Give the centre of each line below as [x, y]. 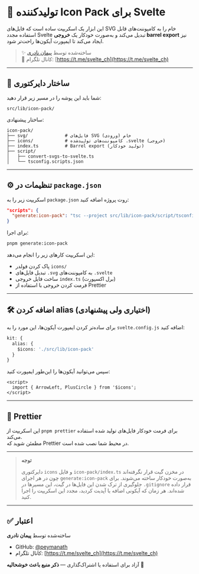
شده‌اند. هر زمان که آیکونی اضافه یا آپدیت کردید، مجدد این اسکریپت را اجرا [103, 490]
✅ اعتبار [20, 521]
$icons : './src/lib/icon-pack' [56, 349]
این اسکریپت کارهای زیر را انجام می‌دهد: [51, 255]
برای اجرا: [18, 233]
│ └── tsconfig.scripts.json [45, 161]
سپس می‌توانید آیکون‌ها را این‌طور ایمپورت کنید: [58, 371]
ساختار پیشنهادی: [25, 119]
